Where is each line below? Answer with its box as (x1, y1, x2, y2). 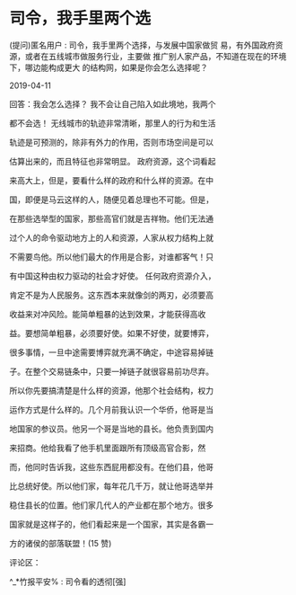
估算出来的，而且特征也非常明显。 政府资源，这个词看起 (9, 155, 216, 166)
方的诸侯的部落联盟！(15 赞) (9, 537, 112, 548)
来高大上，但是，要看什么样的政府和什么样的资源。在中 (9, 174, 213, 185)
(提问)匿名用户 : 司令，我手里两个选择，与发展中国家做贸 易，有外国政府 (9, 40, 276, 50)
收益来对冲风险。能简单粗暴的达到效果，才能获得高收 (9, 308, 206, 319)
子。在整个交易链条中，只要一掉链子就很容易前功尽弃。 (9, 366, 213, 377)
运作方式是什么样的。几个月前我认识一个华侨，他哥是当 (9, 404, 213, 414)
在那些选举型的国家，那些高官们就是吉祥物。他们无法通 (9, 213, 213, 224)
